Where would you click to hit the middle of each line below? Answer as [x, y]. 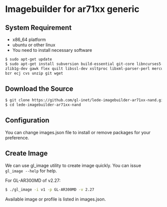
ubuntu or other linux [34, 45]
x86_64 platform [29, 39]
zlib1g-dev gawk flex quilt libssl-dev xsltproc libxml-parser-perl [78, 68]
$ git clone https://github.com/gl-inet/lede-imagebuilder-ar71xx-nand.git [85, 100]
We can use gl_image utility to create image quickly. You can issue [73, 165]
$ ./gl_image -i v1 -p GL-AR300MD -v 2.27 [50, 190]
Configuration [27, 120]
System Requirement [39, 28]
